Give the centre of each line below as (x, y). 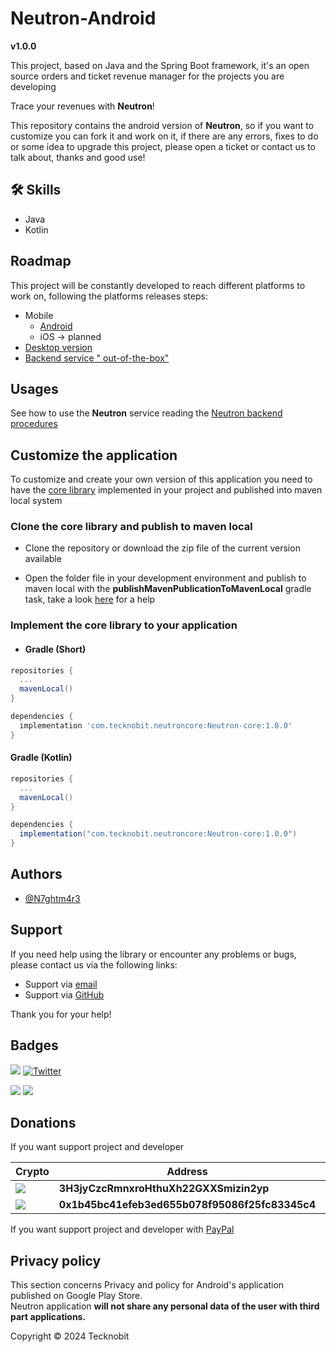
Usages (34, 388)
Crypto (32, 1172)
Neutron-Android (83, 18)
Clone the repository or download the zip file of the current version (162, 548)
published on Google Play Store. (76, 1296)
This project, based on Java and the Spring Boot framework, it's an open (160, 65)
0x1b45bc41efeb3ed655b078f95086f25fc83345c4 (187, 1205)
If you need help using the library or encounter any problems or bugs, (153, 954)
